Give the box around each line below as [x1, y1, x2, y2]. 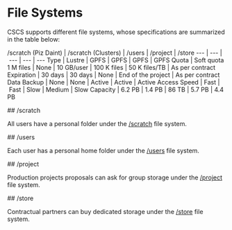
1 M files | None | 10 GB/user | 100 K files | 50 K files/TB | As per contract [7, 63, 216, 71]
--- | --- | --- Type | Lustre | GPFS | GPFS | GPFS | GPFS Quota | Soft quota [8, 55, 224, 64]
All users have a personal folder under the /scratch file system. [7, 119, 188, 127]
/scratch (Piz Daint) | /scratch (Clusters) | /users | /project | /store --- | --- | [7, 48, 222, 57]
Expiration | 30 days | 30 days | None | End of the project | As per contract [7, 71, 220, 79]
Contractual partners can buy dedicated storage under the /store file [7, 207, 204, 215]
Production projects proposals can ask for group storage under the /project [7, 173, 223, 182]
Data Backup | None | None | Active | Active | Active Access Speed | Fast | [7, 78, 220, 86]
